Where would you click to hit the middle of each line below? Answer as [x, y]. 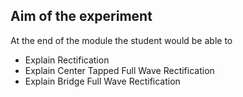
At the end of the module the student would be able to [121, 40]
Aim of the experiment [81, 16]
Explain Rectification [67, 60]
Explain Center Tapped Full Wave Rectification [119, 70]
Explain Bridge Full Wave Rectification [102, 81]
